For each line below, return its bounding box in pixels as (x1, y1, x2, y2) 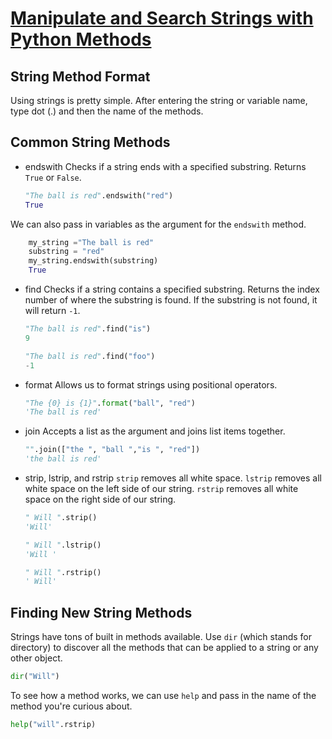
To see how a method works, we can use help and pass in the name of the (10, 690, 317, 701)
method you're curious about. (10, 700, 133, 712)
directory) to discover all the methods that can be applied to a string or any (10, 642, 319, 654)
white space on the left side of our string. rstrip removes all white (24, 483, 299, 495)
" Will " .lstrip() (24, 540, 102, 550)
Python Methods (10, 28, 152, 51)
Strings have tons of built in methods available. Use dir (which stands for (10, 631, 312, 643)
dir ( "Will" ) (10, 672, 60, 682)
